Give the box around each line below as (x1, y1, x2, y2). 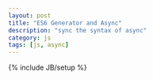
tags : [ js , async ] (8, 41, 69, 49)
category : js (8, 33, 52, 42)
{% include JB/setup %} (8, 63, 87, 72)
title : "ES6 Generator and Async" (8, 19, 123, 27)
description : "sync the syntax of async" (8, 26, 147, 34)
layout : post (8, 11, 52, 20)
